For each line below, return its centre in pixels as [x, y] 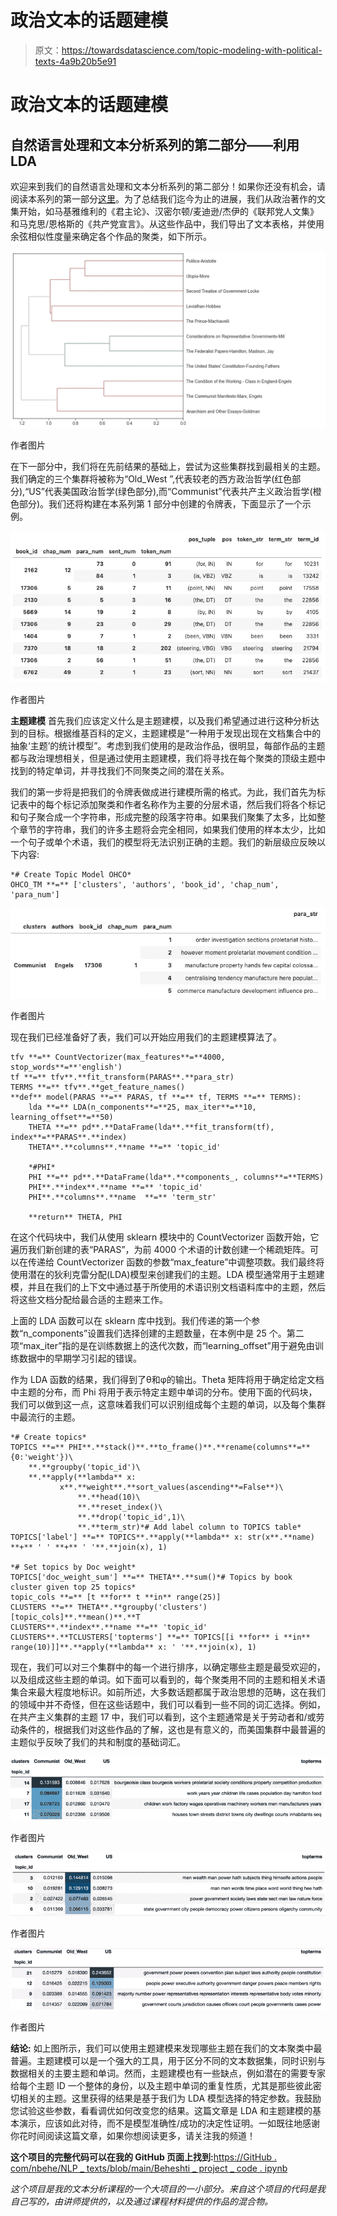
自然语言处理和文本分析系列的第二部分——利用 [155, 144]
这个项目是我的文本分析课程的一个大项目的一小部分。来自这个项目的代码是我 [168, 2188]
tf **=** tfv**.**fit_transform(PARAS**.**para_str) [122, 1077]
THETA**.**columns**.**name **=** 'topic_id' [125, 1147]
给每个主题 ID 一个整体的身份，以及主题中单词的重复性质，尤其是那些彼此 [161, 2085]
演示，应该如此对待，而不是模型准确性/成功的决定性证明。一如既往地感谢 [169, 2123]
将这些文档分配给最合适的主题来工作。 [89, 1299]
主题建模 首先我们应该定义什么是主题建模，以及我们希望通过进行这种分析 [160, 721]
